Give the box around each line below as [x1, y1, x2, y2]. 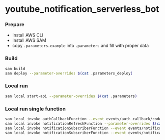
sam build [5, 66, 26, 71]
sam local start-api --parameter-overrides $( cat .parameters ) [5, 94, 137, 99]
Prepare [5, 21, 25, 28]
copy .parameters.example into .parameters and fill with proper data [12, 43, 149, 49]
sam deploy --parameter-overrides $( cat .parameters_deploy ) [5, 70, 133, 76]
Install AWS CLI [12, 32, 43, 38]
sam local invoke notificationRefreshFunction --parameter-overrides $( [5, 121, 157, 126]
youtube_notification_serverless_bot [5, 3, 160, 15]
